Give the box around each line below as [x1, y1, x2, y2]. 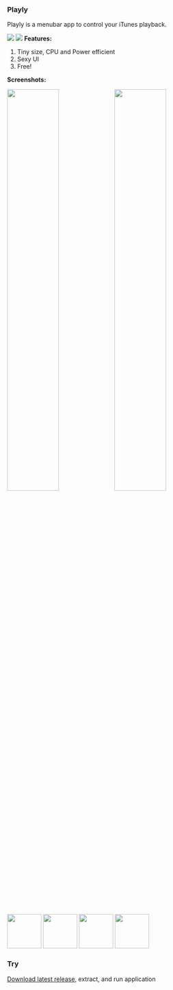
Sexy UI [16, 55, 40, 63]
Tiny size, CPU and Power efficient [16, 48, 116, 56]
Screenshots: [7, 75, 46, 84]
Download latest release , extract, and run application [7, 975, 156, 983]
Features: [23, 34, 53, 43]
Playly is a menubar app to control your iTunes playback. [7, 21, 167, 29]
